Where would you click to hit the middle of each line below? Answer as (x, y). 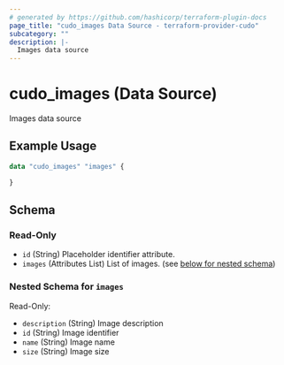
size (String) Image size (65, 351)
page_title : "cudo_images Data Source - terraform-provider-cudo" (134, 26)
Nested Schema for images (66, 286)
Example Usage (53, 146)
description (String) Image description (92, 323)
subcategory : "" (39, 34)
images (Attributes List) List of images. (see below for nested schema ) (149, 264)
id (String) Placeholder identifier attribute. (98, 255)
